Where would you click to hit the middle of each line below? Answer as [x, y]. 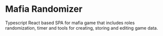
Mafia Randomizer [44, 9]
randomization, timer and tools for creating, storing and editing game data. [81, 28]
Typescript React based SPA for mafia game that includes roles [70, 23]
